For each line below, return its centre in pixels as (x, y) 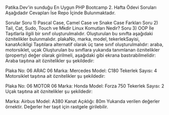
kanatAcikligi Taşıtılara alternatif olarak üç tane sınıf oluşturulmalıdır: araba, (84, 44)
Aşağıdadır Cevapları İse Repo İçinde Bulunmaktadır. (61, 13)
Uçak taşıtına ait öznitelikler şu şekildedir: (49, 91)
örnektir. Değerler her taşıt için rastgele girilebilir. (57, 107)
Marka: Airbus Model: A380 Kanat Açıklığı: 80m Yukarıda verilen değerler (83, 101)
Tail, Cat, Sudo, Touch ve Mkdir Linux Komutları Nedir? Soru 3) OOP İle (80, 28)
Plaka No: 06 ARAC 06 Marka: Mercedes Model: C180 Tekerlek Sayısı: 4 (81, 71)
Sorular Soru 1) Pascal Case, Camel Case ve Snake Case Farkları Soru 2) (82, 23)
